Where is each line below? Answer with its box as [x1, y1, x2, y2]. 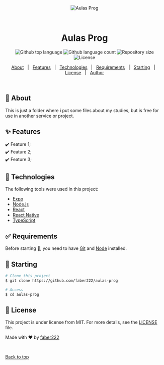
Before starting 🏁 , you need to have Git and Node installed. [5, 245, 127, 251]
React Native [12, 212, 39, 218]
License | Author [64, 69, 105, 75]
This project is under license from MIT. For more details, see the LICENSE [5, 319, 157, 325]
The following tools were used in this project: [5, 186, 99, 192]
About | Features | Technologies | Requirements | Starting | [11, 64, 155, 70]
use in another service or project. [5, 113, 74, 119]
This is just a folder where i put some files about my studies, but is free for [5, 107, 159, 113]
